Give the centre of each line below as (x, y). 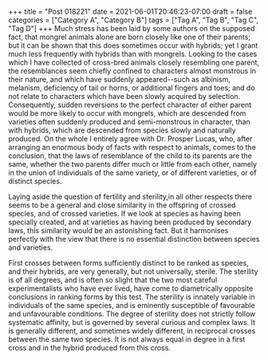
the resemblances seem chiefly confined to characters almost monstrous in (132, 71)
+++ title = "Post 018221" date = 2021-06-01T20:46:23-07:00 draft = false (130, 12)
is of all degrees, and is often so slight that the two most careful (113, 280)
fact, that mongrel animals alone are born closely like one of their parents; (130, 37)
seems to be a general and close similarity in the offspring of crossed (122, 205)
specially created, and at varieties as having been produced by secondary (130, 222)
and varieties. (31, 247)
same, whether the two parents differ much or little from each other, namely (133, 164)
